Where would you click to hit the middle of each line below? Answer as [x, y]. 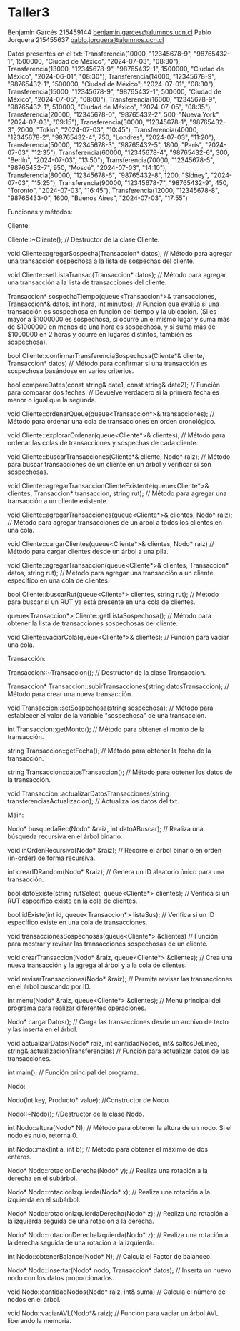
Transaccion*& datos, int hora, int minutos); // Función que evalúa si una [114, 304]
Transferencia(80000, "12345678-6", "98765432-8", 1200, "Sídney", [108, 175]
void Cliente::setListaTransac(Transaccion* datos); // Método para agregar [117, 274]
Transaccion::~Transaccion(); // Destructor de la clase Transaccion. [107, 672]
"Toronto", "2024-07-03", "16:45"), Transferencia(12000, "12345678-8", [114, 190]
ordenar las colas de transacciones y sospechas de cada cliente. [103, 442]
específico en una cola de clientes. [59, 580]
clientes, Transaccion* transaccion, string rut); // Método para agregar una [117, 493]
